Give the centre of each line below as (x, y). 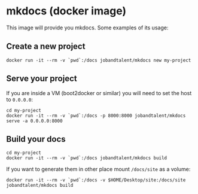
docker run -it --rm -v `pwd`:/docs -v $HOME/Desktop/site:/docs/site (96, 180)
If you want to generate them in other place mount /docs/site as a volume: (98, 169)
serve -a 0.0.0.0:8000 (34, 121)
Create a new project (46, 46)
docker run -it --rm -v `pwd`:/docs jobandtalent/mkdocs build (87, 158)
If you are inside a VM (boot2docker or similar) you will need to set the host (99, 93)
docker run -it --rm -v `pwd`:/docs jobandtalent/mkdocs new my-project (99, 60)
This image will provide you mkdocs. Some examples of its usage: (87, 28)
